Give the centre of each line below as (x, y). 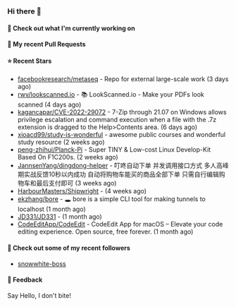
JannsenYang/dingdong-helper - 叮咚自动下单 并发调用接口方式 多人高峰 (123, 166)
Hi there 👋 (25, 11)
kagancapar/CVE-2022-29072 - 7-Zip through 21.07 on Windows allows (122, 112)
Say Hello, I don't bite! (39, 295)
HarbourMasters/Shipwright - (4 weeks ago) (82, 191)
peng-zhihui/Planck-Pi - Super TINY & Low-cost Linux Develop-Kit (114, 150)
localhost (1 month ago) (51, 209)
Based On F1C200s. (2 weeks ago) (68, 157)
